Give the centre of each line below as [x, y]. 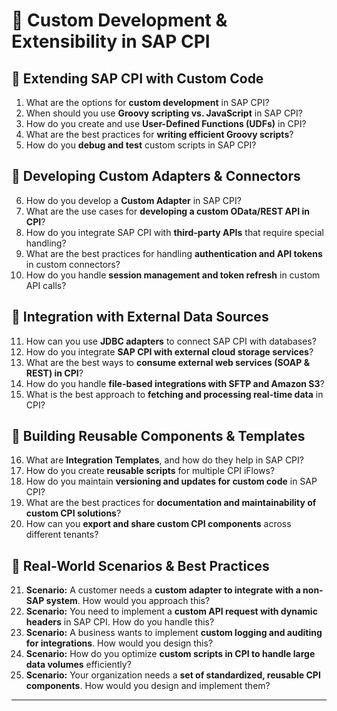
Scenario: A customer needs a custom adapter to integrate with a [163, 590]
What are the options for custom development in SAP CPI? [147, 102]
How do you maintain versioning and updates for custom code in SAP [171, 481]
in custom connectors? [73, 264]
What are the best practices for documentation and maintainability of [171, 503]
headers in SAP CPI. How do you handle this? [120, 622]
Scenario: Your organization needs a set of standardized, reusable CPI [173, 675]
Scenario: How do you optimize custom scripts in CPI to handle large [170, 654]
